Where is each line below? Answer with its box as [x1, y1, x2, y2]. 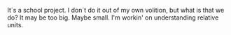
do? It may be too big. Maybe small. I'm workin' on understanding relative [7, 13, 219, 22]
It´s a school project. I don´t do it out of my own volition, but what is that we [7, 6, 225, 14]
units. [7, 21, 23, 29]
